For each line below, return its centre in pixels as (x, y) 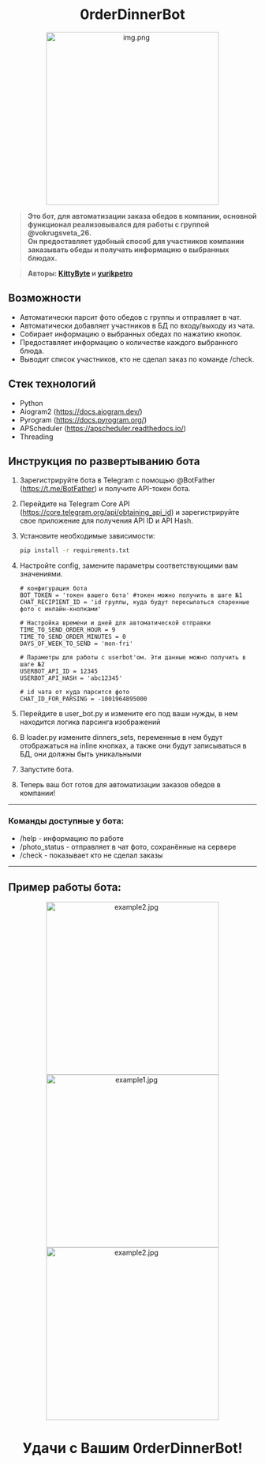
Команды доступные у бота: (66, 821)
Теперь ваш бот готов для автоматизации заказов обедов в (120, 785)
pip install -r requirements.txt (75, 550)
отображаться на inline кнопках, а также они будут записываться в (133, 746)
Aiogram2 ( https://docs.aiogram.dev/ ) (81, 411)
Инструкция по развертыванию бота (104, 461)
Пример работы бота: (65, 887)
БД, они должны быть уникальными (80, 754)
